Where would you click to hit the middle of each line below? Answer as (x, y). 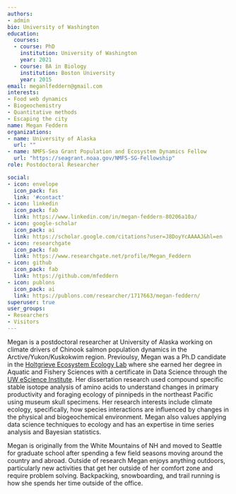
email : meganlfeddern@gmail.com (55, 86)
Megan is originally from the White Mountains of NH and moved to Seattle (115, 445)
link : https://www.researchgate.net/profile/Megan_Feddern (102, 256)
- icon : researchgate (39, 243)
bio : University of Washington (53, 27)
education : (23, 34)
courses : (26, 40)
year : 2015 (36, 79)
